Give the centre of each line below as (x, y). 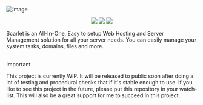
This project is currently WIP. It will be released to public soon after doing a (100, 76)
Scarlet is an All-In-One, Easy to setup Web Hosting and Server (85, 33)
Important (18, 64)
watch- (188, 89)
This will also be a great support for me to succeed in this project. (98, 95)
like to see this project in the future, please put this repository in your (92, 89)
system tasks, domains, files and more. (55, 46)
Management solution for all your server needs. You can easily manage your (101, 40)
